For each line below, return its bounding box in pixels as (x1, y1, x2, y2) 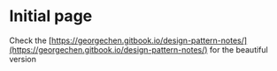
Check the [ (9, 35, 52, 46)
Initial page (9, 6, 93, 26)
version (9, 53, 37, 64)
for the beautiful (209, 44, 268, 54)
